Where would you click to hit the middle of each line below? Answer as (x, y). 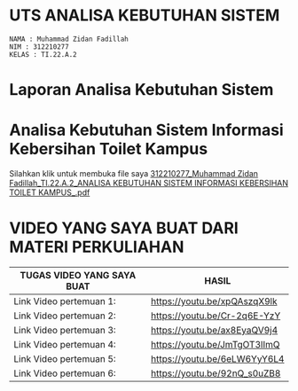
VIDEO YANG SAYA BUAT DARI (124, 228)
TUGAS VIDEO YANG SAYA (78, 275)
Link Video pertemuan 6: (65, 373)
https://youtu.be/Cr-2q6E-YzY (216, 316)
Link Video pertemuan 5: (65, 359)
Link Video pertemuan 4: (65, 344)
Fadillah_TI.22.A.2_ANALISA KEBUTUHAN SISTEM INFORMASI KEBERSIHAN (149, 184)
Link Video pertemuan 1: (65, 301)
